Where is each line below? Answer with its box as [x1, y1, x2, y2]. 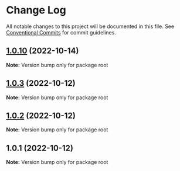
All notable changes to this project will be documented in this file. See [6, 23, 175, 30]
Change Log [6, 4, 66, 17]
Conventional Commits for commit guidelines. [6, 29, 116, 36]
